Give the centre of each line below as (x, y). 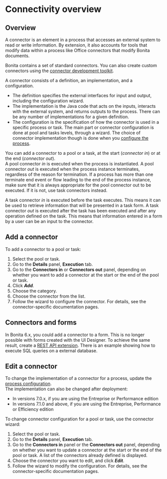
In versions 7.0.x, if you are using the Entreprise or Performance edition (85, 399)
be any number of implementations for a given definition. (71, 117)
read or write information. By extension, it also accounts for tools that (76, 45)
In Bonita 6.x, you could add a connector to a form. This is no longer (75, 335)
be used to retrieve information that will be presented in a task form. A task (82, 205)
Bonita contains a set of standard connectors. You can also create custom (81, 65)
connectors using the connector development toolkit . (60, 71)
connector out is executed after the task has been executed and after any (81, 211)
